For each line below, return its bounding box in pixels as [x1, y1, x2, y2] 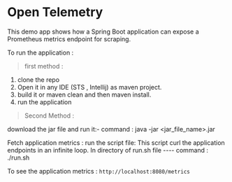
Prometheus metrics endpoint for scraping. [7, 34, 131, 43]
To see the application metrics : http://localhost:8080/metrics [7, 167, 190, 175]
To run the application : [7, 48, 74, 57]
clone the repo [17, 75, 60, 84]
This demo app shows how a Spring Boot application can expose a [7, 27, 199, 36]
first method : [24, 62, 64, 70]
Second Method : [24, 111, 75, 120]
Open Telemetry [7, 4, 103, 20]
